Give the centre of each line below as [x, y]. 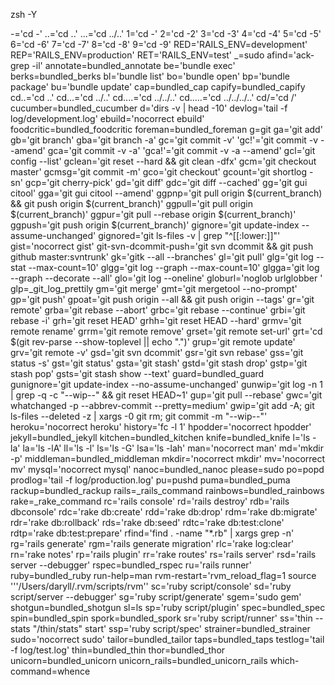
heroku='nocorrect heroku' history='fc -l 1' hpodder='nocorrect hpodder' [161, 427]
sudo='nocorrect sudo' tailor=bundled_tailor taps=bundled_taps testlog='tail [167, 639]
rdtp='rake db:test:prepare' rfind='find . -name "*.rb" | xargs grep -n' [152, 533]
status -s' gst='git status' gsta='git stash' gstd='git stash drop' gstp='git [159, 363]
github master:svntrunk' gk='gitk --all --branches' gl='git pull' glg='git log [162, 257]
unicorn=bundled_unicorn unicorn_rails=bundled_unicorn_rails [139, 660]
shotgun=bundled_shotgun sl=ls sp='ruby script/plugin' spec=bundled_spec [168, 607]
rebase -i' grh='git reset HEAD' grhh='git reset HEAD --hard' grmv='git [156, 320]
